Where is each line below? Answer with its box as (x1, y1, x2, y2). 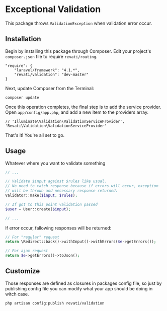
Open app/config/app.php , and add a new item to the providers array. (5, 109, 149, 115)
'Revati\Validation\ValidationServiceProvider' (5, 123, 107, 128)
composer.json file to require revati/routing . (5, 53, 98, 59)
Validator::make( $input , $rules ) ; (5, 193, 78, 198)
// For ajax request (5, 248, 49, 254)
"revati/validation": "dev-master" (14, 72, 89, 77)
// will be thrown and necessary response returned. (5, 188, 118, 193)
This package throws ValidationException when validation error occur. (5, 20, 152, 26)
